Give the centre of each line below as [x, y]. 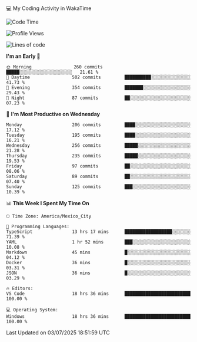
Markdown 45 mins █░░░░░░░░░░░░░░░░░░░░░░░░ [98, 252]
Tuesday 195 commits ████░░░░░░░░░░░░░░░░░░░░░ [98, 135]
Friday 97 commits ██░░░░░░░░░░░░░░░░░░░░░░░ [98, 166]
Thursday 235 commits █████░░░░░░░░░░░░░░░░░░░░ [98, 156]
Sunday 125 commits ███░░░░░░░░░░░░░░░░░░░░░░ [98, 187]
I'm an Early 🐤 [23, 56]
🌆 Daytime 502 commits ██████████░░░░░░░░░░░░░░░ [98, 77]
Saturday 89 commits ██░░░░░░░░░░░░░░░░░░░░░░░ [98, 176]
